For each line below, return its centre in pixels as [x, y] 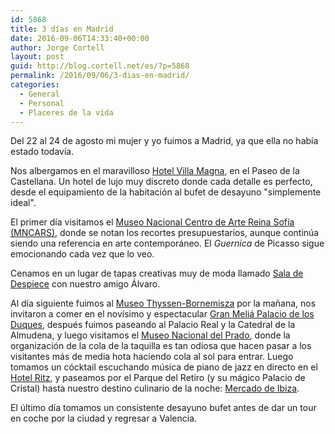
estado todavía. [42, 152]
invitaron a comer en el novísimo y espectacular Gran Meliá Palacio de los [162, 314]
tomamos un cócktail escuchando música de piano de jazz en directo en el [164, 367]
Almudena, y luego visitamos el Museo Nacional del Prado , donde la [150, 335]
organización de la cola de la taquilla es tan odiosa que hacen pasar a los [161, 346]
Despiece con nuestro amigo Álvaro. [85, 284]
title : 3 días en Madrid [62, 29]
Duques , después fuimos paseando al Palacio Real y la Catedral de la [153, 325]
